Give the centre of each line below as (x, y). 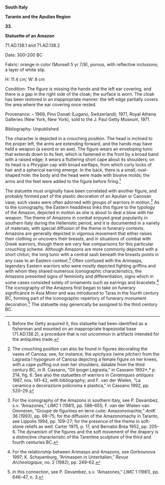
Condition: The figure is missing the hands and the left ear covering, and (78, 89)
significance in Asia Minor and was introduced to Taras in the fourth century (82, 293)
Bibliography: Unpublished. (32, 129)
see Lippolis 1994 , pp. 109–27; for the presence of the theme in (76, 421)
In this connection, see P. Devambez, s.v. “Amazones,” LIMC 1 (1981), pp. (86, 472)
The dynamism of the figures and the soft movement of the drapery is (88, 432)
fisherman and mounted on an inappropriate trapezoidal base (74, 329)
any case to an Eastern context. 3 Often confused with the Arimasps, (74, 260)
